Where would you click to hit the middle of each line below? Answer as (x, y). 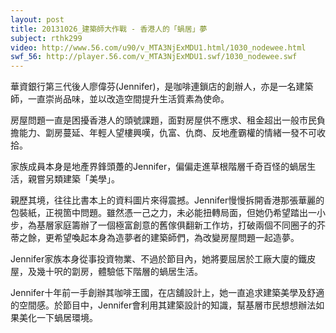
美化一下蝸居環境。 (58, 318)
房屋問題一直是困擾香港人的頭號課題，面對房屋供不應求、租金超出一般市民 (163, 120)
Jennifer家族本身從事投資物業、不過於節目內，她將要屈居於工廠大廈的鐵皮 (163, 259)
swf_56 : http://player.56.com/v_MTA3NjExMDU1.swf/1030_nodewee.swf (154, 57)
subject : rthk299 (46, 38)
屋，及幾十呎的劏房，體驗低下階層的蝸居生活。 (106, 272)
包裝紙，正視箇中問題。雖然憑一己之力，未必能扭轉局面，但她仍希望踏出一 (163, 213)
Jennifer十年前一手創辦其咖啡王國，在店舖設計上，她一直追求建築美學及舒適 (167, 293)
